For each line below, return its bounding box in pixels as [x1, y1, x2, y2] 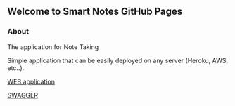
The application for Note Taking [7, 42, 99, 51]
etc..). [7, 63, 25, 72]
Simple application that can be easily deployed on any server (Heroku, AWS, [7, 56, 229, 65]
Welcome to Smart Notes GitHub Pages [7, 6, 183, 18]
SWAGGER [7, 91, 39, 99]
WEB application [7, 77, 55, 86]
